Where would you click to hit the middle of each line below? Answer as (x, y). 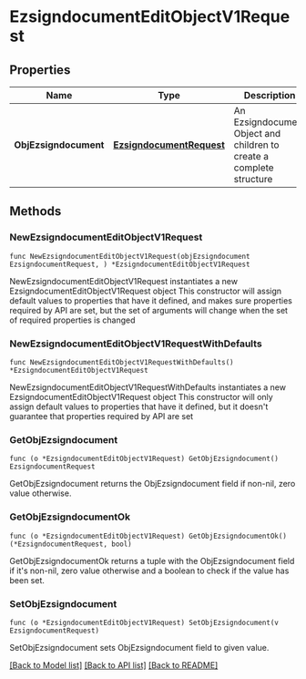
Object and (257, 134)
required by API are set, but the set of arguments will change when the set (149, 310)
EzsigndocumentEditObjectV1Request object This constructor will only (141, 396)
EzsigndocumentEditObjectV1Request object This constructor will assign (146, 291)
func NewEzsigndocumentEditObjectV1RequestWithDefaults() (122, 362)
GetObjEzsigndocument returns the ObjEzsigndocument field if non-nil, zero (153, 484)
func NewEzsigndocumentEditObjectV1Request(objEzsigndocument (130, 256)
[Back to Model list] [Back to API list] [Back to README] (114, 665)
